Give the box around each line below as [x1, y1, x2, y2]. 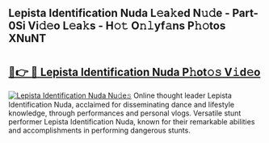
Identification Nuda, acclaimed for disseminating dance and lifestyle [8, 100, 235, 109]
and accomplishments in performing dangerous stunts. [8, 125, 191, 135]
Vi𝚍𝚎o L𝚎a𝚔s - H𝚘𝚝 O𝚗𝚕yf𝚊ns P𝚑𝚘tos [27, 19, 226, 33]
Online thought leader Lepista [132, 90, 233, 100]
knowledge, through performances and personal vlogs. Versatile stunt [8, 108, 242, 118]
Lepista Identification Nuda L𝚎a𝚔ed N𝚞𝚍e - [8, 6, 230, 20]
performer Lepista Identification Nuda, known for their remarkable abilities [8, 117, 255, 126]
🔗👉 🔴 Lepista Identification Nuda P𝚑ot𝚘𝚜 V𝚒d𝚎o [8, 65, 261, 79]
